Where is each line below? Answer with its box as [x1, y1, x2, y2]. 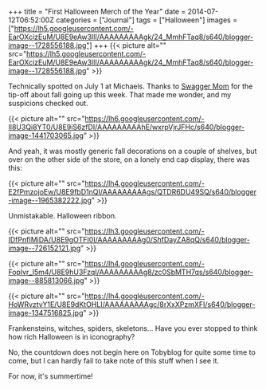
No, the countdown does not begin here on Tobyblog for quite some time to [8, 348, 256, 357]
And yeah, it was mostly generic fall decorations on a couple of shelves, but [8, 147, 257, 155]
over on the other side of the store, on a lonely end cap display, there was [8, 155, 250, 164]
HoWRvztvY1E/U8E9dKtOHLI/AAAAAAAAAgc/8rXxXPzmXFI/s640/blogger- [8, 300, 256, 309]
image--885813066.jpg [8, 276, 85, 285]
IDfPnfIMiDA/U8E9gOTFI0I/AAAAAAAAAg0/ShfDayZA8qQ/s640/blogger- [8, 235, 251, 244]
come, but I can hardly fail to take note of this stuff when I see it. [8, 356, 220, 365]
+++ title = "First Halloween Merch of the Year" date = [8, 7, 186, 16]
